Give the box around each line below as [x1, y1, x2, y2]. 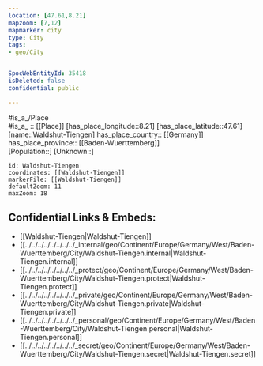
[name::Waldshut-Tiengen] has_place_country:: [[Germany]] [8, 130, 204, 139]
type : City [8, 33, 44, 42]
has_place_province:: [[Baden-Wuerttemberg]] [8, 138, 160, 147]
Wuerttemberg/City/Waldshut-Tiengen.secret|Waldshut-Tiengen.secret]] [19, 349, 257, 359]
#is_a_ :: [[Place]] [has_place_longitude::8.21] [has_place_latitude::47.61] [8, 121, 243, 130]
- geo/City [8, 48, 44, 56]
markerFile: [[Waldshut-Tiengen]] [8, 175, 122, 183]
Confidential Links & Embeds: [8, 211, 156, 225]
